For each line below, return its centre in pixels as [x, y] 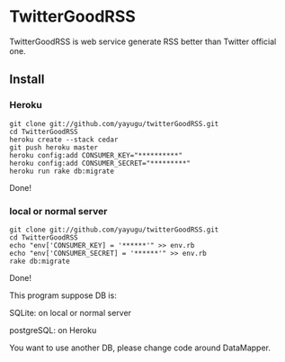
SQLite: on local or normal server [71, 312]
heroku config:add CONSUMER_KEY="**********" [96, 155]
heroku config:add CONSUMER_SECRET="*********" [100, 163]
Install [27, 80]
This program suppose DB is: [63, 295]
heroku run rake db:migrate [62, 171]
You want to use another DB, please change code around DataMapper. [140, 348]
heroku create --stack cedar [64, 140]
